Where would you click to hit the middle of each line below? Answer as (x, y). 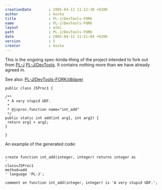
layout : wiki (34, 28)
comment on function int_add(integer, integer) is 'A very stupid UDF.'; (81, 183)
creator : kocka (35, 46)
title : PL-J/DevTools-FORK (49, 18)
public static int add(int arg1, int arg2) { (52, 118)
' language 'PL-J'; (25, 174)
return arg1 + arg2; (28, 122)
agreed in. (15, 70)
